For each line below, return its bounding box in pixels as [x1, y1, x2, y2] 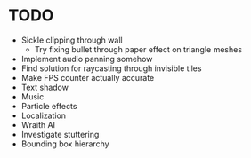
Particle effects [20, 100, 77, 111]
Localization [20, 110, 67, 121]
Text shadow [20, 82, 69, 92]
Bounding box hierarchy [20, 138, 109, 149]
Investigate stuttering [20, 129, 100, 139]
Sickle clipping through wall [20, 35, 123, 45]
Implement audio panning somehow [20, 53, 153, 64]
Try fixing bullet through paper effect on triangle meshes [34, 43, 242, 54]
